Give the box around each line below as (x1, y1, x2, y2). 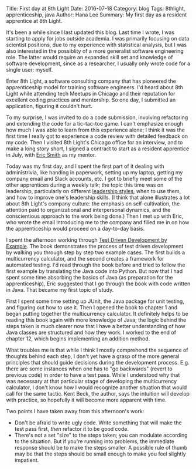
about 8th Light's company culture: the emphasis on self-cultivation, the (6, 200, 180, 207)
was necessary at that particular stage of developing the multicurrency (6, 378, 177, 384)
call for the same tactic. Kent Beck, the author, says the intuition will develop (6, 390, 190, 397)
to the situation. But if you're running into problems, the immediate (14, 438, 174, 445)
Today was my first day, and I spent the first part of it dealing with (6, 163, 165, 170)
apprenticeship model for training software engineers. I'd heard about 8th (6, 84, 183, 90)
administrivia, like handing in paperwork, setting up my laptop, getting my (6, 169, 183, 176)
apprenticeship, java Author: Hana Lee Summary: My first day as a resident (6, 11, 187, 18)
